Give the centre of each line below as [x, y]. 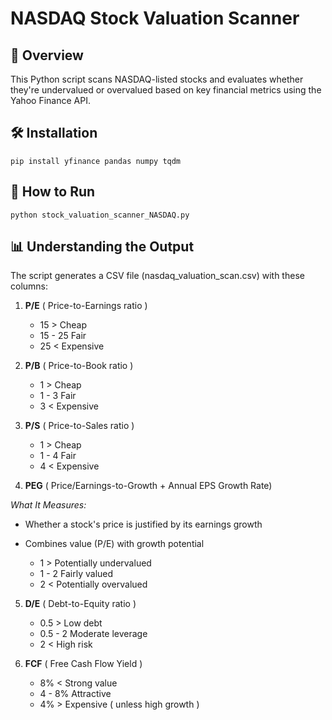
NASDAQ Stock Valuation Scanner [155, 18]
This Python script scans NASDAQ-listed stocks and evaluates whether [157, 79]
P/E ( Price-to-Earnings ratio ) [86, 306]
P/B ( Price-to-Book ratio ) [79, 366]
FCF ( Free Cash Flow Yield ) [83, 664]
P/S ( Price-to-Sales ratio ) [79, 426]
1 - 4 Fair [58, 456]
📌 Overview [47, 55]
